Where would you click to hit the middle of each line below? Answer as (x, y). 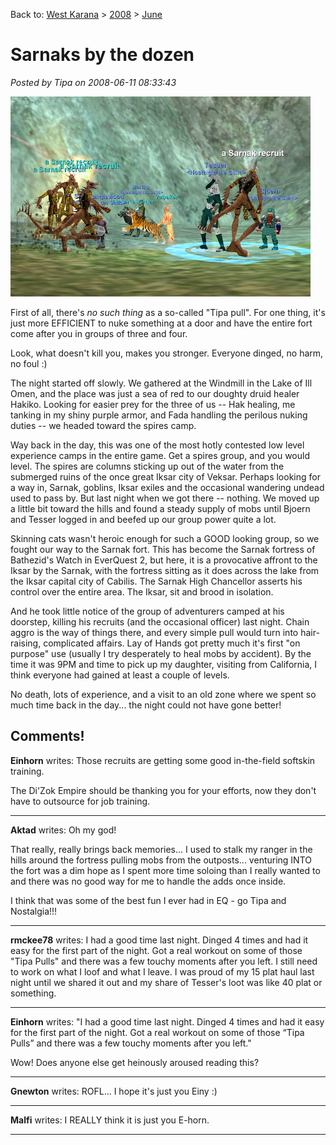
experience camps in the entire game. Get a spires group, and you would (160, 455)
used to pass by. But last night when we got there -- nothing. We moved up (165, 498)
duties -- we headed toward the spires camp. (103, 425)
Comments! (47, 736)
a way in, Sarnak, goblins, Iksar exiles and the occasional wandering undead (167, 487)
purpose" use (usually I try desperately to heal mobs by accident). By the (161, 653)
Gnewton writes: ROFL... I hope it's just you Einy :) (114, 1091)
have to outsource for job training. (80, 801)
